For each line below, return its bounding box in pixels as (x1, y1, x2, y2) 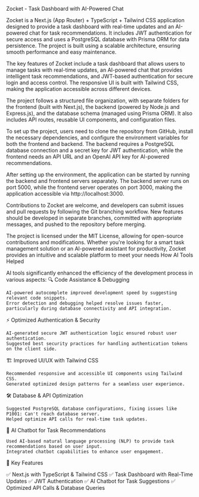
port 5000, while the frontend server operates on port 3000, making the (6, 184, 183, 191)
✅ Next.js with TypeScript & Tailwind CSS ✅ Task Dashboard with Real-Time (6, 471, 194, 478)
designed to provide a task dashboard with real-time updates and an (6, 23, 175, 30)
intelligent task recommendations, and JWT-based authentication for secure (6, 73, 194, 80)
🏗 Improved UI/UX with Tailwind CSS (6, 357, 99, 364)
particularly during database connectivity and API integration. (6, 306, 172, 312)
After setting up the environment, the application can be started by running (6, 171, 190, 178)
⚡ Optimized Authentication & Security (6, 316, 100, 324)
